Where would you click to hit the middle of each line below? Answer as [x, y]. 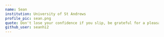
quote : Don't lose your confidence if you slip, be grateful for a [75, 23]
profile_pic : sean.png [28, 18]
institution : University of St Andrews [46, 14]
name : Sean [16, 9]
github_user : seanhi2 [27, 27]
